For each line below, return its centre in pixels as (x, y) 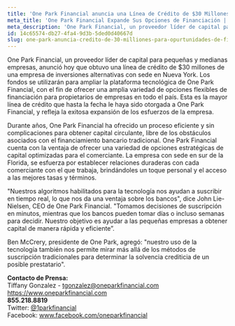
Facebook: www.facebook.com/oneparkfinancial (78, 315)
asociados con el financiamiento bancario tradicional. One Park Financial (112, 140)
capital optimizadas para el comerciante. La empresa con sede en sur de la (115, 156)
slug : (15, 40)
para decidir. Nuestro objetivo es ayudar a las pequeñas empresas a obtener (117, 221)
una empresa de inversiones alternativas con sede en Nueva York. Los (109, 75)
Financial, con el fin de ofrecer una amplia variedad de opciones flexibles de (117, 90)
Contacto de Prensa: (38, 278)
